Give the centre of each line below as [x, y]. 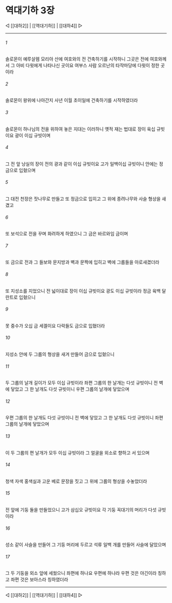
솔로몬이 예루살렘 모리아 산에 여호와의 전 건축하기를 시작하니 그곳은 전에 [77, 59]
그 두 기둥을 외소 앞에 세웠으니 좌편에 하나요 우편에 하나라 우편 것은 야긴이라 [81, 573]
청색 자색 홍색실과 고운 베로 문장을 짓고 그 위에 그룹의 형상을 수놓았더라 [76, 481]
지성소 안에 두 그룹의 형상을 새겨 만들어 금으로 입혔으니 [60, 354]
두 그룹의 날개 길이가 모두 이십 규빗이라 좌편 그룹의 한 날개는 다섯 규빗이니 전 [82, 383]
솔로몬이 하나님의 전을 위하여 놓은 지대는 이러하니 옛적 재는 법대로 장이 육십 [80, 129]
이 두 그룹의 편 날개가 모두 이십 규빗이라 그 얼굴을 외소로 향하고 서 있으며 [78, 453]
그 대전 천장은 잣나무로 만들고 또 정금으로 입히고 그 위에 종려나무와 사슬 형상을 [83, 199]
